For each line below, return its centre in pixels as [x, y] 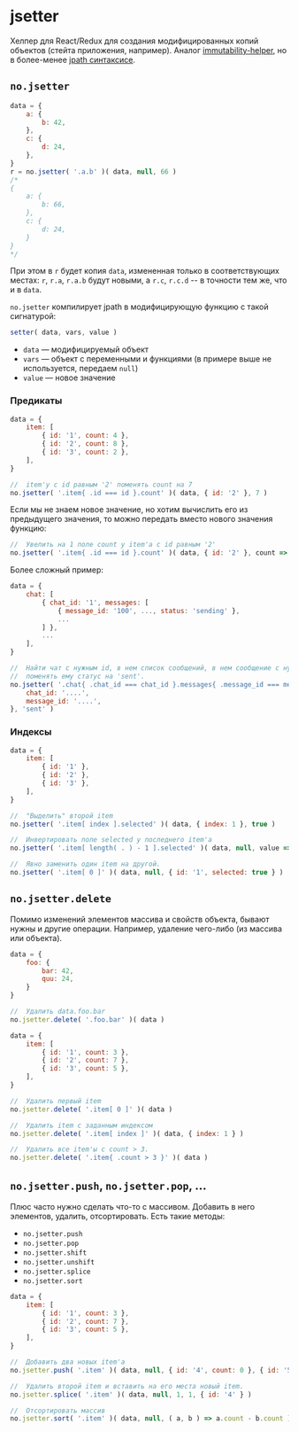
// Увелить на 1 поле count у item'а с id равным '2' [113, 545]
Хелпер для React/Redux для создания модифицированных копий [134, 41]
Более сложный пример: [57, 570]
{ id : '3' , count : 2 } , [85, 452]
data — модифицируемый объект [86, 350]
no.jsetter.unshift [59, 1262]
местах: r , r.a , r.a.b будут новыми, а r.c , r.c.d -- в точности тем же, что [149, 280]
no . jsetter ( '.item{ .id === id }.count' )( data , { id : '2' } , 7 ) [139, 493]
